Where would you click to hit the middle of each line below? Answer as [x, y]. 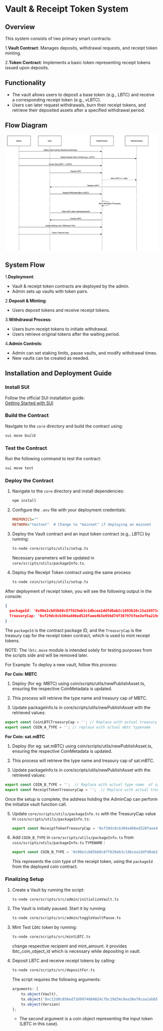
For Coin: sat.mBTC [25, 736]
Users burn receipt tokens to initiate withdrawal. [60, 329]
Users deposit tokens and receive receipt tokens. [61, 310]
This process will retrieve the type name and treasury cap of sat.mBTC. [83, 761]
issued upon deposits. [27, 68]
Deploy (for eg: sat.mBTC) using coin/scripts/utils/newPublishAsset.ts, [82, 746]
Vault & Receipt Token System [67, 9]
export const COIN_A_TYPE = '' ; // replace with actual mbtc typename [78, 727]
